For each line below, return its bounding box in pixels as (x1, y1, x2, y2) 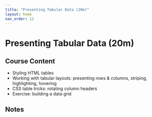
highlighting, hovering (12, 81, 57, 87)
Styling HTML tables (12, 70, 54, 76)
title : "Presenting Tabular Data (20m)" (5, 7, 90, 12)
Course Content (5, 57, 55, 65)
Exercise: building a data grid (12, 91, 72, 97)
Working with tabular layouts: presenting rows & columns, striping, (12, 75, 148, 81)
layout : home (5, 12, 32, 17)
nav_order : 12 (5, 16, 35, 21)
